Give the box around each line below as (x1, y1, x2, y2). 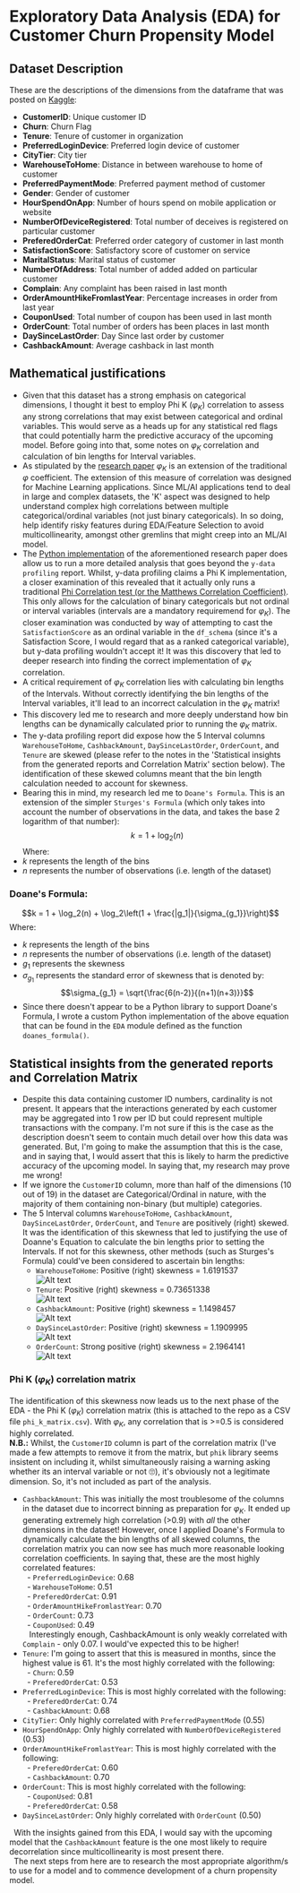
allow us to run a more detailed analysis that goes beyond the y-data (21, 558, 276, 569)
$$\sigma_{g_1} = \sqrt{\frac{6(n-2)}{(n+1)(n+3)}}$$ (60, 987, 254, 998)
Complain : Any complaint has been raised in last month (21, 283, 227, 293)
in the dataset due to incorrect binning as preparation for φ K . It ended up (21, 1503, 291, 1516)
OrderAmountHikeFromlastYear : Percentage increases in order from (21, 293, 278, 303)
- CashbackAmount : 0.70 (26, 1771, 110, 1782)
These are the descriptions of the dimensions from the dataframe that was (9, 85, 284, 95)
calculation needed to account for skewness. (21, 778, 188, 789)
